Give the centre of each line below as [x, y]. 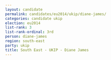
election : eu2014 [23, 23]
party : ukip [17, 45]
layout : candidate [24, 9]
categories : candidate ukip [34, 18]
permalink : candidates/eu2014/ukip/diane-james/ [56, 14]
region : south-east [25, 41]
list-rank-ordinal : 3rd [29, 32]
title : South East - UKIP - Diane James [47, 50]
